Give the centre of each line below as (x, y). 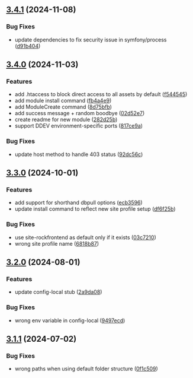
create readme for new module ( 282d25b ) (66, 120)
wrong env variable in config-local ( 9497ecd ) (70, 320)
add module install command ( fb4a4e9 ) (63, 101)
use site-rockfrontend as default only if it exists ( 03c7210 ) (85, 237)
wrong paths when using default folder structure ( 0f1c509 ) (86, 369)
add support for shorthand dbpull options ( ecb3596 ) (79, 203)
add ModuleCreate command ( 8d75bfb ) (63, 107)
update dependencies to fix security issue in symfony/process (91, 39)
